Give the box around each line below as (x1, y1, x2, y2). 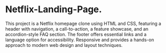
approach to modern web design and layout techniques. (5, 42, 123, 48)
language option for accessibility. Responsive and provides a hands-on (5, 37, 154, 43)
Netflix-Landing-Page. (5, 4, 102, 15)
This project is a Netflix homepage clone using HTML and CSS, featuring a (5, 20, 161, 26)
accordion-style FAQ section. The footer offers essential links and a (5, 31, 147, 37)
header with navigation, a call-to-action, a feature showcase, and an (5, 25, 149, 32)
